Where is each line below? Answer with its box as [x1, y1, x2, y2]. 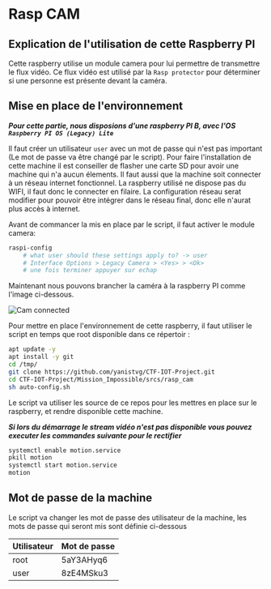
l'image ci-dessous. [8, 289, 74, 300]
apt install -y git [8, 353, 74, 361]
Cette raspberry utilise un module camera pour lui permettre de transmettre [8, 58, 260, 68]
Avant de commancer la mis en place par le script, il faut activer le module [8, 220, 255, 229]
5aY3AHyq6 [61, 554, 108, 566]
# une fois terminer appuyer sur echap [23, 267, 158, 275]
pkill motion [8, 454, 53, 462]
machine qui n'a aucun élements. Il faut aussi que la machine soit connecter [8, 169, 261, 179]
